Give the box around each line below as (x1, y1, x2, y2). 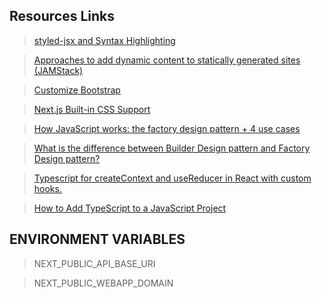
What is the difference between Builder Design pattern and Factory (33, 142, 311, 154)
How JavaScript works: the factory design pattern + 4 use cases (33, 122, 301, 134)
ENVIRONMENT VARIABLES (9, 231, 186, 248)
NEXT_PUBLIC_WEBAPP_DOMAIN (33, 277, 174, 289)
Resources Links (9, 8, 115, 25)
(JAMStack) (33, 64, 84, 76)
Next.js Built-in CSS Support (33, 103, 151, 115)
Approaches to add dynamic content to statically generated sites (33, 54, 301, 66)
